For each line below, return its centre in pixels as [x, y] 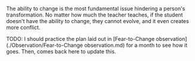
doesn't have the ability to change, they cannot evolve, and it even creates [97, 21]
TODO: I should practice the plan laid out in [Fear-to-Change [81, 39]
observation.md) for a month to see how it [136, 45]
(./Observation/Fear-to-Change [45, 45]
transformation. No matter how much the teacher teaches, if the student [95, 15]
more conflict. [23, 27]
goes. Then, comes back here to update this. [61, 52]
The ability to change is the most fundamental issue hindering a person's [96, 9]
